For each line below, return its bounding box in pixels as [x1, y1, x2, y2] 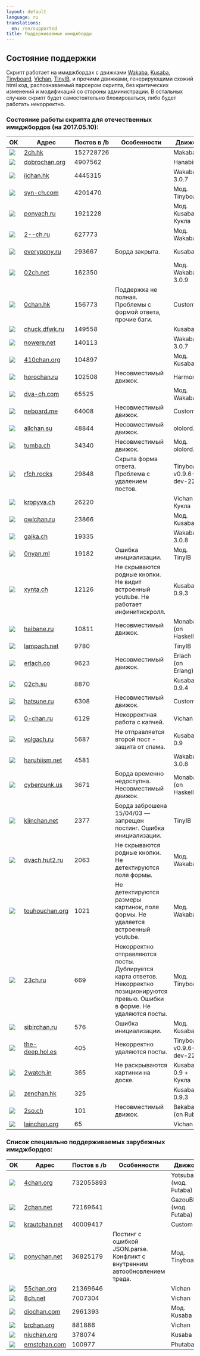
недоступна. [115, 777, 151, 785]
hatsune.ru [23, 697, 54, 706]
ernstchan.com [23, 1340, 67, 1348]
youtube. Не [115, 593, 149, 601]
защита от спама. [115, 743, 165, 751]
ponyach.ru [23, 209, 56, 218]
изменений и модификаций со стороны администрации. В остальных [6, 88, 183, 95]
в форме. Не [115, 1002, 151, 1011]
